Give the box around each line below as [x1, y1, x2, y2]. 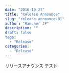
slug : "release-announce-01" [5, 16, 65, 21]
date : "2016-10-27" [5, 7, 45, 12]
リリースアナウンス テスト [5, 63, 58, 69]
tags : [5, 35, 16, 40]
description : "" [5, 26, 38, 31]
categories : [5, 44, 29, 49]
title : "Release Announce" [5, 12, 60, 17]
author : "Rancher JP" [5, 21, 49, 26]
